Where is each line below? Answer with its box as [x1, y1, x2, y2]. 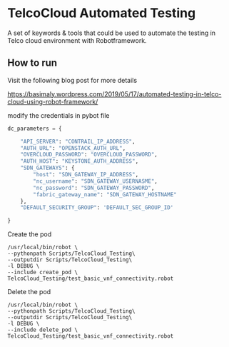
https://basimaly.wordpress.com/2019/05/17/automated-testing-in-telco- [7, 89, 222, 98]
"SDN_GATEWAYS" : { [20, 164, 75, 172]
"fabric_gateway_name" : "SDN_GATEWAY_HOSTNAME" [33, 191, 177, 198]
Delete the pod [7, 288, 51, 296]
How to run [7, 57, 58, 69]
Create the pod [7, 230, 52, 238]
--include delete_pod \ [7, 326, 78, 333]
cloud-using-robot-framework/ [7, 97, 98, 106]
